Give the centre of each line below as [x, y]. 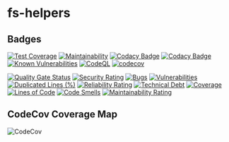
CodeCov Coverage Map [63, 114]
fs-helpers [39, 13]
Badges [24, 39]
